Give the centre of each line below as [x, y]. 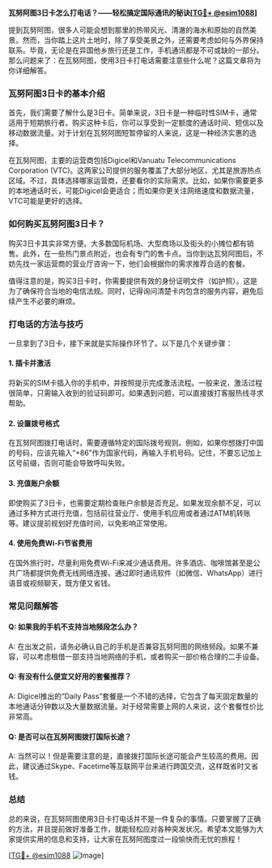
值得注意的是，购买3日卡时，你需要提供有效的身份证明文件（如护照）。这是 [133, 281]
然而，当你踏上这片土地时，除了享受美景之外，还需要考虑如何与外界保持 [143, 40]
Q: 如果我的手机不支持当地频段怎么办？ [74, 627]
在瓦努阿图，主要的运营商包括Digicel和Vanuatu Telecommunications [122, 161]
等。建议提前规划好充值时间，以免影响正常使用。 [90, 523]
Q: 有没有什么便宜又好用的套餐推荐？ [70, 677]
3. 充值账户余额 [34, 483]
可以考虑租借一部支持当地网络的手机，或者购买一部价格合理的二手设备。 [143, 656]
